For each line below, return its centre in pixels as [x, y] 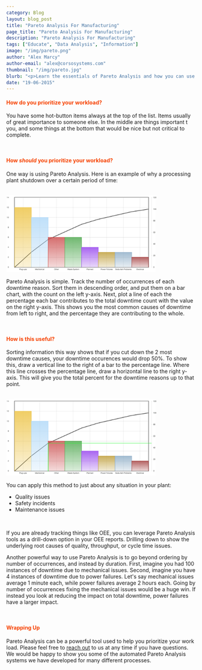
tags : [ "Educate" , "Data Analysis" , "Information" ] [72, 45]
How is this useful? [31, 339]
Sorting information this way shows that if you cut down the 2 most [89, 352]
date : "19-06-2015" [31, 82]
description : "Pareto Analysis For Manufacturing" [71, 38]
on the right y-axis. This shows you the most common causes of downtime [99, 307]
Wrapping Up [23, 628]
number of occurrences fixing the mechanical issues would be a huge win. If [101, 589]
